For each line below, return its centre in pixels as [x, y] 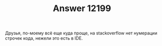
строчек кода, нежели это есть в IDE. [44, 38]
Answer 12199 [82, 8]
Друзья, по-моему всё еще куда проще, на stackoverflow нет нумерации [81, 33]
